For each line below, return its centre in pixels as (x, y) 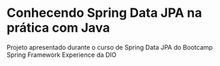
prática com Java (58, 28)
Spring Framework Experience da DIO (62, 55)
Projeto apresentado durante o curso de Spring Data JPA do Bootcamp (110, 47)
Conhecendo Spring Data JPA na (104, 13)
